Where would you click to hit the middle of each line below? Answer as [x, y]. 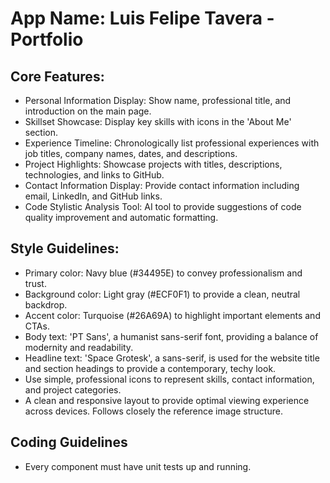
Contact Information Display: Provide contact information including [162, 185]
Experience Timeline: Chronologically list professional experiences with [172, 143]
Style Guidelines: [65, 248]
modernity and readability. [79, 347]
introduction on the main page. [88, 111]
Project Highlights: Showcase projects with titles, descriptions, [153, 164]
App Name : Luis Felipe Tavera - [142, 18]
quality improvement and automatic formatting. [121, 217]
